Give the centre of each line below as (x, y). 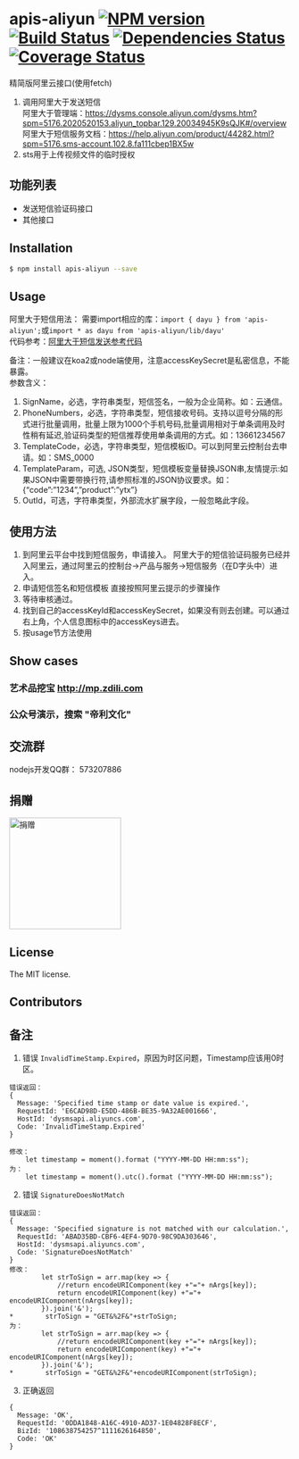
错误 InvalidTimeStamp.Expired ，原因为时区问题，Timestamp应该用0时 (153, 1057)
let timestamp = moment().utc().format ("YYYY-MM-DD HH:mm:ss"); (149, 1177)
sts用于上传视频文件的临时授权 (79, 154)
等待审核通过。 (50, 599)
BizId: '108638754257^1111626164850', (90, 1430)
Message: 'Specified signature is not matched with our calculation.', (154, 1229)
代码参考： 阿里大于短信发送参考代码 (76, 342)
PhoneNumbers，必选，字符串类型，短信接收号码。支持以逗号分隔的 (149, 413)
